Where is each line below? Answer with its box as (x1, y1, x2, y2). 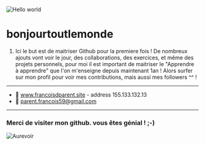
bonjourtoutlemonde (6, 28, 114, 41)
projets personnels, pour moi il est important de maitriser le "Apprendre (15, 60, 195, 67)
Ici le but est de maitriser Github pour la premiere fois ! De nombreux (15, 47, 188, 54)
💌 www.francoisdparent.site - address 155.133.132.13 (15, 91, 148, 98)
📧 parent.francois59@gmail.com (15, 97, 97, 105)
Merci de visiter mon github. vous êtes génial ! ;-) (6, 118, 155, 127)
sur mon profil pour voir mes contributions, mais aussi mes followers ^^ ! (15, 73, 197, 81)
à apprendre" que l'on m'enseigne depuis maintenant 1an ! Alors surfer (15, 67, 193, 74)
